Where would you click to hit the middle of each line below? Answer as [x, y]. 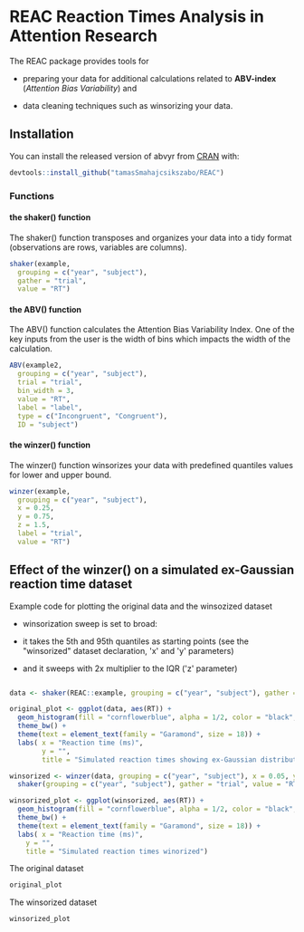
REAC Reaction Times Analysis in [137, 17]
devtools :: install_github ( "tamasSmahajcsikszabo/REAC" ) [117, 173]
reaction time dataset [71, 585]
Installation [42, 135]
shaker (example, [40, 264]
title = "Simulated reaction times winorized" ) [117, 851]
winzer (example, [40, 491]
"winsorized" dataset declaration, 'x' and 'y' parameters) [128, 650]
